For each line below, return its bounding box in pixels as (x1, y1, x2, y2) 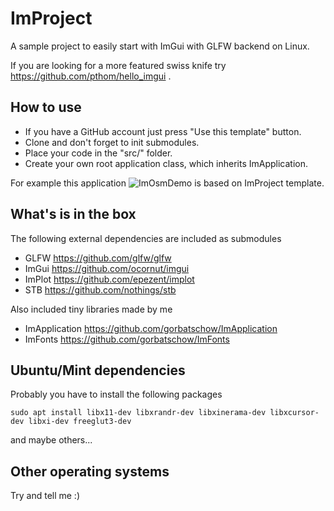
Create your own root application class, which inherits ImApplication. (24, 157, 309, 169)
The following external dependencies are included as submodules (10, 232, 282, 244)
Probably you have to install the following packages (10, 388, 223, 401)
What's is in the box (10, 206, 137, 223)
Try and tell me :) (10, 490, 81, 502)
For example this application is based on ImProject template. (10, 177, 325, 189)
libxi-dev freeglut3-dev (28, 417, 132, 427)
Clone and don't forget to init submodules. (24, 136, 200, 148)
